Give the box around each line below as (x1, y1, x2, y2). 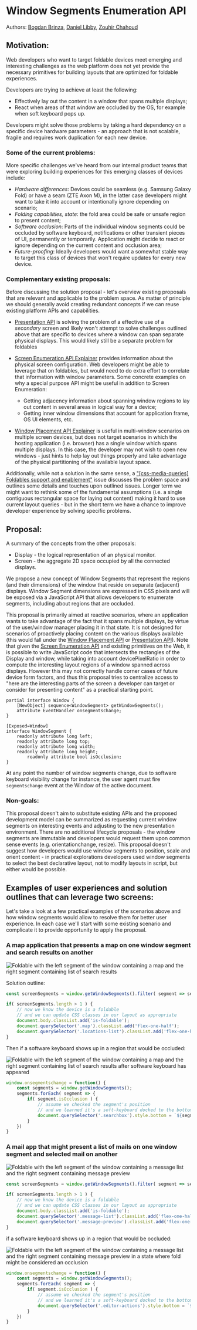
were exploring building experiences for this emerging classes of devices (6, 168, 183, 175)
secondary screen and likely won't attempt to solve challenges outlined (14, 324, 187, 332)
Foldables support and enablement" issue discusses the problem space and (6, 476, 189, 483)
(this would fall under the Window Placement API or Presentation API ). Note (6, 637, 189, 644)
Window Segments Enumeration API (6, 4, 186, 18)
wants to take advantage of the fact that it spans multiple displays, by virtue (6, 618, 189, 625)
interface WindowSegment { (6, 729, 72, 735)
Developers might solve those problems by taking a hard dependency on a (6, 121, 186, 128)
